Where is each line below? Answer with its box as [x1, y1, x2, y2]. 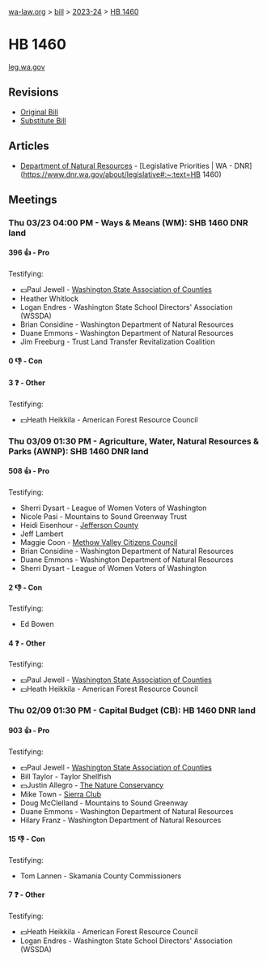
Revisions [8, 85, 59, 100]
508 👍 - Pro [8, 466, 50, 476]
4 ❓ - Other [8, 638, 46, 648]
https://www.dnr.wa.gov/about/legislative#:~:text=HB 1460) [23, 169, 222, 179]
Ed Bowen [19, 620, 54, 629]
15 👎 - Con [8, 834, 46, 844]
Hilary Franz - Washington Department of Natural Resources [19, 815, 222, 825]
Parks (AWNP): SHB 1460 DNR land [8, 445, 149, 457]
